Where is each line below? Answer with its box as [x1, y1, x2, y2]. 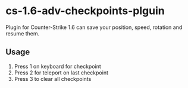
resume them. [5, 30, 40, 37]
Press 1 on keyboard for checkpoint [14, 63, 102, 70]
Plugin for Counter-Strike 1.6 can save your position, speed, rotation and [5, 24, 183, 31]
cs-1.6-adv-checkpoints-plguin [5, 4, 165, 18]
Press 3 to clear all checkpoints [14, 75, 92, 82]
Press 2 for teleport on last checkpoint [14, 69, 108, 76]
